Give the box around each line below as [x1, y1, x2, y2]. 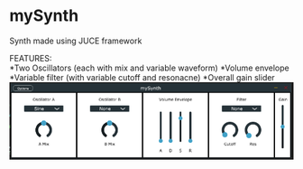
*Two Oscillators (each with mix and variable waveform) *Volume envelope [9, 62, 290, 73]
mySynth [9, 5, 79, 26]
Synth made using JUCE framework [9, 35, 142, 46]
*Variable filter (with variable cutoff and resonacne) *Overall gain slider [9, 71, 275, 82]
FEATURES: [9, 52, 52, 63]
